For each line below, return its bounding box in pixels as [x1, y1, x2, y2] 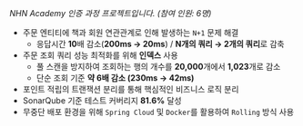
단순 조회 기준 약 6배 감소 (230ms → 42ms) [35, 73, 195, 83]
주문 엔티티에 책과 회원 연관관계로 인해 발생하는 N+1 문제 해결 [22, 27, 239, 38]
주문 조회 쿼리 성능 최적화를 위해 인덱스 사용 [22, 50, 179, 61]
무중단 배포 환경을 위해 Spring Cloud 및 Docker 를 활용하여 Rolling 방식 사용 [22, 107, 294, 117]
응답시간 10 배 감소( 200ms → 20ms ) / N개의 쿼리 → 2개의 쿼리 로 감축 [35, 39, 285, 49]
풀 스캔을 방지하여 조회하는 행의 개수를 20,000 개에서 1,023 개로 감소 [35, 62, 281, 72]
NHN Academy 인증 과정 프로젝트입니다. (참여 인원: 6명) [9, 8, 212, 18]
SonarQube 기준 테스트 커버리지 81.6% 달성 [22, 95, 182, 106]
